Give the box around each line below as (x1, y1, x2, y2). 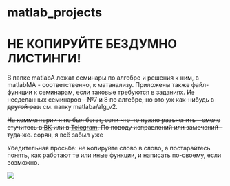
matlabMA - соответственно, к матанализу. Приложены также (7, 81, 190, 89)
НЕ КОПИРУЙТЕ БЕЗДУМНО (7, 36, 178, 52)
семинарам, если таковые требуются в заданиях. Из (39, 88, 195, 97)
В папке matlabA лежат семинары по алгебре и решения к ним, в (7, 73, 200, 82)
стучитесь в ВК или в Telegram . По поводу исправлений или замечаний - (7, 124, 223, 132)
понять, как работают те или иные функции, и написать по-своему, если (7, 151, 222, 159)
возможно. (7, 159, 40, 167)
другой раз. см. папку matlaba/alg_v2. (7, 103, 118, 111)
